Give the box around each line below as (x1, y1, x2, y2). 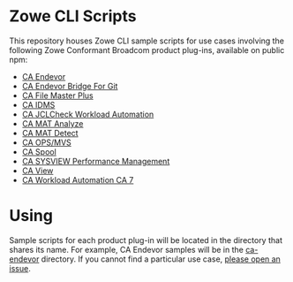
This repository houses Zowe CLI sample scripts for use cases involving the (9, 35, 285, 46)
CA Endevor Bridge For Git (21, 80, 118, 91)
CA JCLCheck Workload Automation (21, 109, 154, 119)
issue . (9, 263, 31, 273)
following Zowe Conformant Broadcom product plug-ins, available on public (9, 44, 285, 55)
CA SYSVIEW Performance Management (21, 156, 170, 166)
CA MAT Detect (21, 127, 79, 138)
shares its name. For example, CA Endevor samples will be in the (9, 244, 244, 255)
